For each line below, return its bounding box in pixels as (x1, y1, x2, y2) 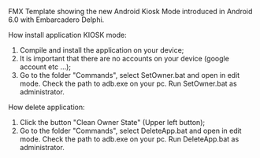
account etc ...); (19, 62, 72, 72)
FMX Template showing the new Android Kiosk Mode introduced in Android (8, 7, 253, 16)
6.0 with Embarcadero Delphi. (8, 15, 105, 24)
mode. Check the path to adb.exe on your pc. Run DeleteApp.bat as (19, 134, 240, 144)
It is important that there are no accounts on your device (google (19, 54, 230, 63)
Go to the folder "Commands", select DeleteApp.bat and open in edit (19, 126, 242, 135)
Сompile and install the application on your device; (19, 46, 184, 54)
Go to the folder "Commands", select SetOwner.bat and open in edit (19, 71, 240, 79)
